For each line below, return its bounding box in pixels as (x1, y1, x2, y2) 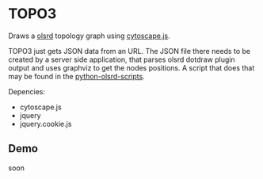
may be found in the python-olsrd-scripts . (8, 71, 145, 81)
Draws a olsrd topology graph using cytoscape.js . (8, 31, 170, 40)
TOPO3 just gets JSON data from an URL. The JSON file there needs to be (8, 46, 251, 55)
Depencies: (8, 86, 46, 96)
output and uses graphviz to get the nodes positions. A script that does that (8, 63, 255, 72)
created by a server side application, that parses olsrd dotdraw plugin (8, 55, 235, 64)
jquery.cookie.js (19, 119, 72, 128)
